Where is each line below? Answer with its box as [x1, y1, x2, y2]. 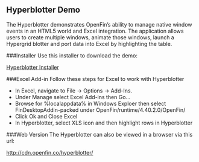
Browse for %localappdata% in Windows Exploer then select [14, 100, 166, 107]
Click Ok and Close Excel [14, 112, 78, 120]
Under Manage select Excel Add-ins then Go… [14, 93, 131, 100]
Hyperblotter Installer [6, 63, 59, 71]
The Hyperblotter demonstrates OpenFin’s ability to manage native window [6, 21, 192, 28]
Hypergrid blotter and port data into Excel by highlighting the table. [6, 40, 172, 47]
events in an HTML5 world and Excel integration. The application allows [6, 27, 184, 34]
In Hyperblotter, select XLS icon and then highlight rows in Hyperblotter [14, 119, 193, 126]
